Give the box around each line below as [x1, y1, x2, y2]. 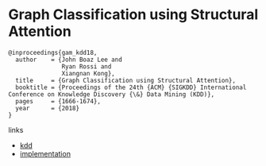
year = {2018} [15, 104, 80, 112]
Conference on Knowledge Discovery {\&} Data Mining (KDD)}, [8, 90, 215, 98]
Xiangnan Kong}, [61, 69, 115, 77]
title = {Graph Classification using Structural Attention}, [15, 76, 237, 84]
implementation [19, 149, 71, 158]
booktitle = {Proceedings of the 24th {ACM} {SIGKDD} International [15, 83, 247, 91]
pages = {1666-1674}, [15, 97, 102, 105]
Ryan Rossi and [61, 62, 112, 71]
